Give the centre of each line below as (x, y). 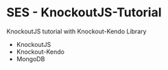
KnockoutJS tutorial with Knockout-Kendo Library (76, 31)
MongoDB (31, 58)
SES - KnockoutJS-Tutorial (84, 13)
